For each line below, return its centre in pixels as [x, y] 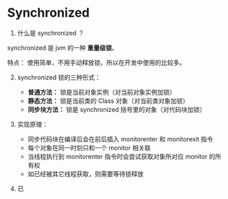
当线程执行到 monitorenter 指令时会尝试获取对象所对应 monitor [117, 156]
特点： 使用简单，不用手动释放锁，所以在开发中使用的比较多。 [96, 62]
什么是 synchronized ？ [51, 33]
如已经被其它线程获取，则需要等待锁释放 [85, 174]
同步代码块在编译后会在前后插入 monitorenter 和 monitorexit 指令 [120, 139]
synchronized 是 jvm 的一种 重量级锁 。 [63, 47]
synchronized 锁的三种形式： [59, 77]
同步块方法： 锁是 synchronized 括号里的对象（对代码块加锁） [117, 109]
